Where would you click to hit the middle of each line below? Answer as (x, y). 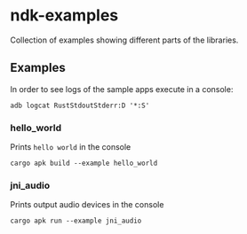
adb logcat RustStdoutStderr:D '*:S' (80, 105)
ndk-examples (64, 16)
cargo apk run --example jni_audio (76, 221)
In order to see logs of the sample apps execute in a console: (122, 89)
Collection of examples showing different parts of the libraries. (124, 40)
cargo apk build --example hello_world (84, 164)
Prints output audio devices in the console (87, 205)
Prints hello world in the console (71, 147)
